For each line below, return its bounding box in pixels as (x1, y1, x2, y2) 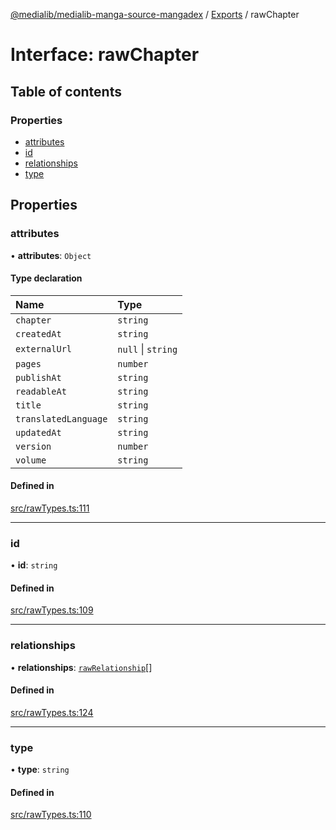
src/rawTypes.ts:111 (10, 502, 90, 514)
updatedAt (15, 427, 62, 438)
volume (15, 454, 47, 466)
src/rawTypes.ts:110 (10, 809, 92, 821)
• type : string (10, 764, 70, 776)
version (15, 440, 52, 452)
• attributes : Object (10, 249, 92, 261)
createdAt (15, 328, 62, 339)
